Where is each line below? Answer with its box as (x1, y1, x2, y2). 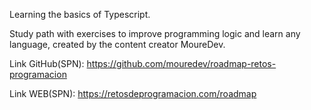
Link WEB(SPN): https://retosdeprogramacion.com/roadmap (9, 88, 257, 99)
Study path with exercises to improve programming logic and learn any (9, 28, 301, 39)
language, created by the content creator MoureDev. (9, 39, 226, 50)
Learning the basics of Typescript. (9, 9, 151, 20)
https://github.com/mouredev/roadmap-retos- (86, 58, 277, 69)
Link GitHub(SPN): (9, 58, 85, 69)
